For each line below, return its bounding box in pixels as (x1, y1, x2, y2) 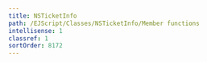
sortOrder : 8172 (8, 42, 63, 50)
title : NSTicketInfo (8, 11, 78, 20)
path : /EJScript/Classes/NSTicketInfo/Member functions (8, 19, 200, 27)
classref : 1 (8, 34, 48, 43)
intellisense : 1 (8, 27, 63, 35)
